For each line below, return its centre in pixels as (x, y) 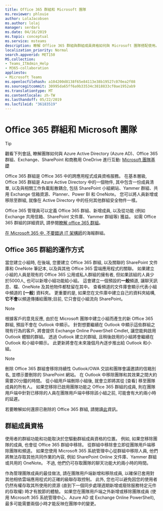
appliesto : (16, 73)
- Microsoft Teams (24, 77)
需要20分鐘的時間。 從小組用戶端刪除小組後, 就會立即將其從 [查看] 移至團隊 (80, 380)
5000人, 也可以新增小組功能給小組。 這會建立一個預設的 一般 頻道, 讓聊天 (81, 280)
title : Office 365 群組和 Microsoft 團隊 (46, 9)
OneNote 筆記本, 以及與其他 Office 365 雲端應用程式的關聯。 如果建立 (84, 268)
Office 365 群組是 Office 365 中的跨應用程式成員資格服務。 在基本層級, (76, 176)
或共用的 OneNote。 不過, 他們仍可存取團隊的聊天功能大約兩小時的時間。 (78, 463)
